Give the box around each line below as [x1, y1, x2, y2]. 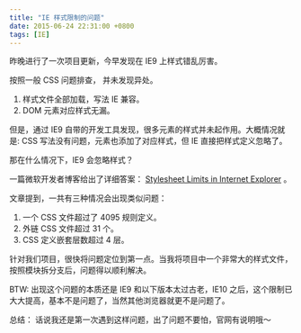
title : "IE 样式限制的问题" [9, 13, 105, 22]
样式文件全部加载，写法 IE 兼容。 [22, 94, 145, 104]
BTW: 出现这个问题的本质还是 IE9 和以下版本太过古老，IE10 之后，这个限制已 [9, 284, 293, 295]
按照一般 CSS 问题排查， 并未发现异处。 [9, 75, 159, 85]
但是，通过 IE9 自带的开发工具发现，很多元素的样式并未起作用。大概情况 [9, 124, 278, 135]
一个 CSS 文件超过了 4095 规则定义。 [22, 212, 162, 223]
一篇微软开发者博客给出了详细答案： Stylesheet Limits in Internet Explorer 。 [9, 174, 292, 184]
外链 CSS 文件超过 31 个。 [22, 223, 120, 234]
